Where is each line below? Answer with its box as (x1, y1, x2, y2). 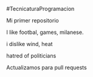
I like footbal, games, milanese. (6, 28, 84, 36)
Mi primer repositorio (6, 17, 59, 24)
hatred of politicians (6, 52, 57, 59)
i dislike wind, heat (6, 41, 53, 47)
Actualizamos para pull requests (6, 64, 87, 71)
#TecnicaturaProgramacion (6, 5, 75, 12)
